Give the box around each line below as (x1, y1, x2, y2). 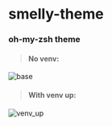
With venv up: (27, 90, 77, 99)
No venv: (27, 53, 60, 63)
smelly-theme (8, 5, 104, 23)
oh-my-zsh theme (8, 34, 81, 45)
